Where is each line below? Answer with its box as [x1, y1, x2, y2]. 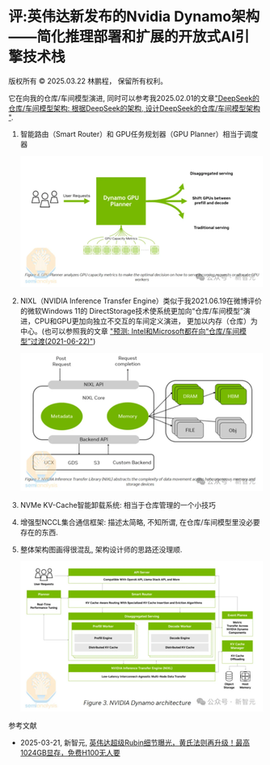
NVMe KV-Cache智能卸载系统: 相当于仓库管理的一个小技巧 [19, 501, 217, 510]
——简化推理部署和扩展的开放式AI [8, 27, 236, 46]
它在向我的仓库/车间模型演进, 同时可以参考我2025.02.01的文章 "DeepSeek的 [8, 93, 260, 103]
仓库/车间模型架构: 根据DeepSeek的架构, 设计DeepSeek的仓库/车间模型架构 [8, 103, 261, 113]
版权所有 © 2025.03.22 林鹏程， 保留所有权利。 [8, 76, 168, 86]
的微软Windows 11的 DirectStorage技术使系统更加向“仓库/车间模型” [19, 306, 244, 316]
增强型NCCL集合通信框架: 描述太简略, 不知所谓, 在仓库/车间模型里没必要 [19, 518, 260, 527]
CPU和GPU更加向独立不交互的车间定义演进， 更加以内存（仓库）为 [34, 316, 259, 326]
